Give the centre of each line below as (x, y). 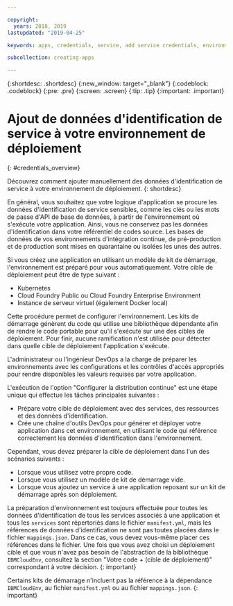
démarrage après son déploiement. (67, 495)
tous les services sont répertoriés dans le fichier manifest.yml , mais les (109, 523)
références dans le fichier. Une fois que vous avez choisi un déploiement (111, 545)
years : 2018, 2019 (40, 26)
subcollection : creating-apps (51, 58)
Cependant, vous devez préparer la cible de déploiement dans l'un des (109, 452)
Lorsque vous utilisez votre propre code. (75, 473)
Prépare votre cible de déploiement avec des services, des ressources (118, 409)
